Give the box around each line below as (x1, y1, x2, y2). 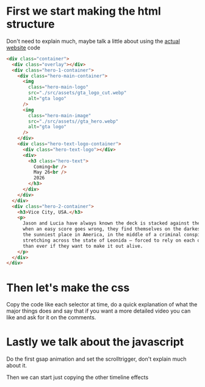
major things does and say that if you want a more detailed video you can (6, 307, 191, 315)
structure (6, 17, 55, 31)
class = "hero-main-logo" (28, 84, 88, 90)
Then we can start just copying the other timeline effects (6, 374, 149, 381)
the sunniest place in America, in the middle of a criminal (22, 232, 182, 238)
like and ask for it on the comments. (6, 314, 96, 321)
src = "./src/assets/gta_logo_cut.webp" (28, 90, 127, 96)
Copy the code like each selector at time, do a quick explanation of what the (6, 301, 198, 308)
